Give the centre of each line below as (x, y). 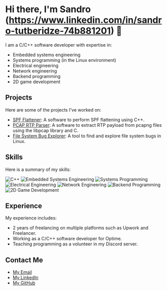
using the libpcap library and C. (45, 130)
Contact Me (24, 260)
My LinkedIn (26, 278)
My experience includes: (31, 218)
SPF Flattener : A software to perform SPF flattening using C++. (78, 120)
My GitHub (24, 283)
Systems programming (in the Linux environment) (64, 60)
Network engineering (35, 71)
